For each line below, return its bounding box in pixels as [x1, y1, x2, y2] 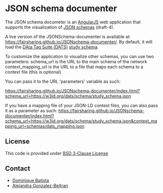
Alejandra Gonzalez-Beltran [12, 182, 69, 188]
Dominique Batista [12, 177, 49, 183]
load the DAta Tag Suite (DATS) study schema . [5, 44, 99, 50]
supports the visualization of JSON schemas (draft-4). [5, 24, 115, 30]
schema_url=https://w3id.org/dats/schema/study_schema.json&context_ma [5, 118, 158, 124]
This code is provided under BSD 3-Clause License [5, 150, 109, 156]
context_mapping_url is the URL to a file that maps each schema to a [5, 64, 143, 70]
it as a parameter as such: [5, 108, 58, 114]
